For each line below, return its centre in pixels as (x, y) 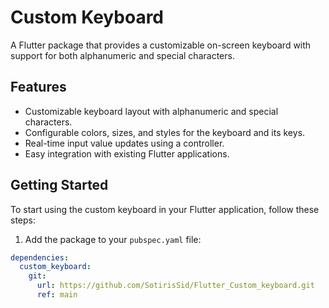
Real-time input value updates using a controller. (124, 143)
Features (38, 87)
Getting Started (59, 185)
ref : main (57, 295)
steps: (23, 220)
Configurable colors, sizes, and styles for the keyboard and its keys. (165, 132)
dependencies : (40, 257)
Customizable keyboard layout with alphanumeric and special (151, 111)
